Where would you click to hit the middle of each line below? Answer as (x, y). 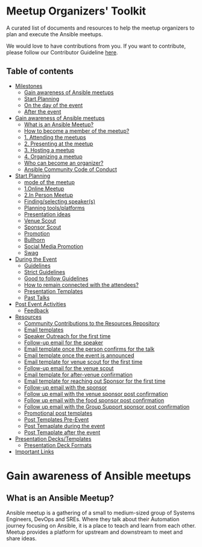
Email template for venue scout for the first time (83, 362)
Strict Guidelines (44, 272)
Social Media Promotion (53, 246)
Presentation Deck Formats (58, 445)
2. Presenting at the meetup (58, 144)
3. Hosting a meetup (49, 150)
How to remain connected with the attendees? (81, 284)
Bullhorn (34, 240)
